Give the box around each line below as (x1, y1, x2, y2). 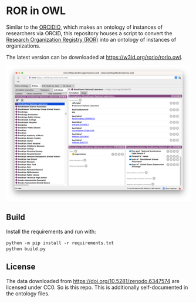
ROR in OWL (6, 4, 66, 18)
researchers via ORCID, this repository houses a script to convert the (6, 29, 173, 36)
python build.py (6, 245, 46, 252)
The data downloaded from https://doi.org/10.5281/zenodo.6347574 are (6, 277, 180, 284)
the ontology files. (6, 289, 50, 297)
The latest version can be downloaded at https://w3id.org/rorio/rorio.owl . (6, 53, 183, 60)
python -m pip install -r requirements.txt (6, 240, 114, 246)
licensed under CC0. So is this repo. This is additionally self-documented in (6, 284, 188, 291)
